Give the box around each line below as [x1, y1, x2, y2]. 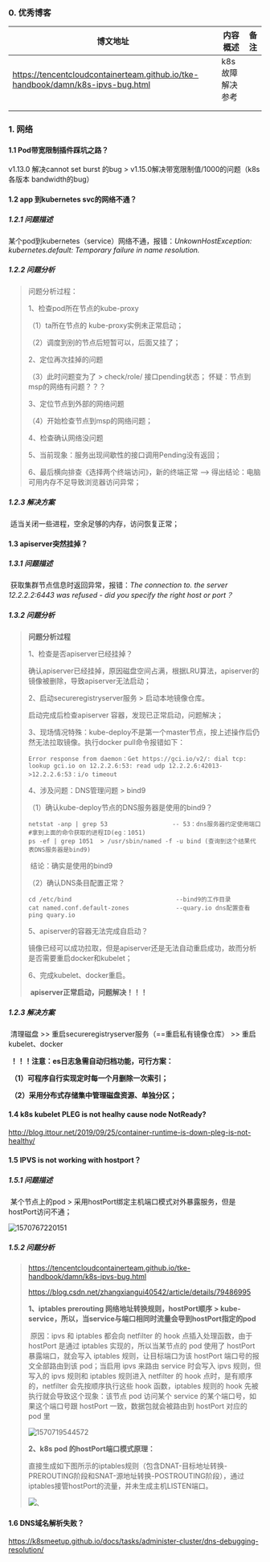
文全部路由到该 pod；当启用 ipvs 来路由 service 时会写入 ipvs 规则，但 [27, 1361, 262, 1371]
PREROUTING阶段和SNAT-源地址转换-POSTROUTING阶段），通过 [27, 1471, 245, 1481]
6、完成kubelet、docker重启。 [27, 971, 130, 980]
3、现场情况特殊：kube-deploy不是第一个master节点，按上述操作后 [27, 727, 253, 737]
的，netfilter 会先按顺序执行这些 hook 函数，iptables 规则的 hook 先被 [27, 1381, 259, 1391]
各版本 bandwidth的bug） [8, 174, 94, 184]
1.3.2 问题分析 [8, 611, 55, 620]
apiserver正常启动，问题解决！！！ [30, 987, 148, 997]
